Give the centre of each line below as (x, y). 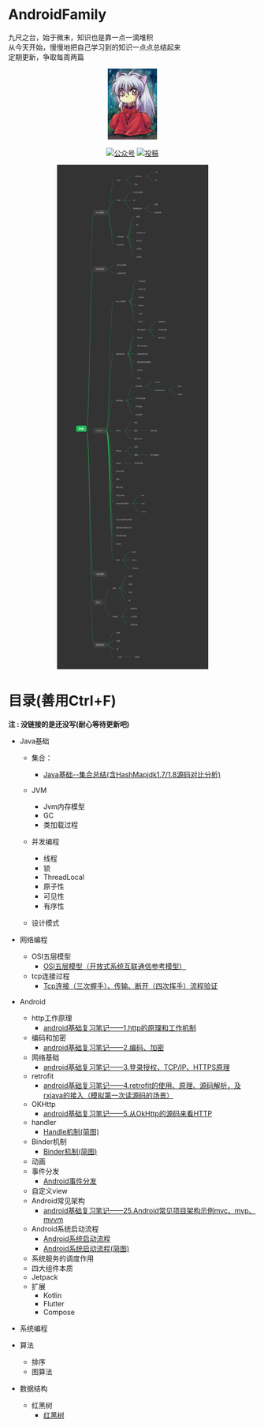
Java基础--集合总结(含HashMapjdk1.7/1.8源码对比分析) (132, 775)
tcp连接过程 (50, 976)
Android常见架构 (58, 1201)
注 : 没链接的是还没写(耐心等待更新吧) (69, 725)
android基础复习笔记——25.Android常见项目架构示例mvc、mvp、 (149, 1211)
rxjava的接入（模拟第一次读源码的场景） (108, 1095)
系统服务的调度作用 (63, 1258)
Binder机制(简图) (70, 1152)
